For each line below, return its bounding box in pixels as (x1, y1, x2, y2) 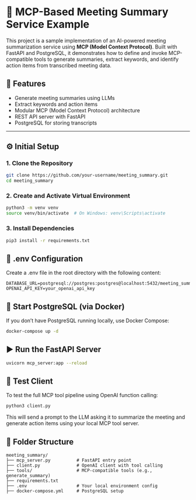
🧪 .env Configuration (6, 254, 83, 264)
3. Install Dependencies (6, 225, 75, 233)
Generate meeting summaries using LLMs (14, 94, 115, 101)
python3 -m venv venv (6, 205, 59, 211)
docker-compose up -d (6, 329, 59, 335)
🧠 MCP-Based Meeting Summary (6, 5, 169, 19)
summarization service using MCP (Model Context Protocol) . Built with (6, 43, 178, 50)
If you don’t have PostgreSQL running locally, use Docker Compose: (6, 317, 170, 324)
